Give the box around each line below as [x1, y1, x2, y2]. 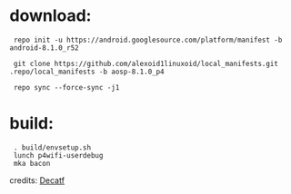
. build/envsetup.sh [13, 142, 92, 152]
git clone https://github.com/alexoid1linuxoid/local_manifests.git [13, 59, 279, 68]
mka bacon [13, 159, 51, 168]
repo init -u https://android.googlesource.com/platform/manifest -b [13, 35, 283, 44]
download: [9, 5, 92, 26]
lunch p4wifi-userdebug [13, 150, 104, 160]
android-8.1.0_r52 [9, 43, 79, 53]
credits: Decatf [9, 174, 65, 186]
